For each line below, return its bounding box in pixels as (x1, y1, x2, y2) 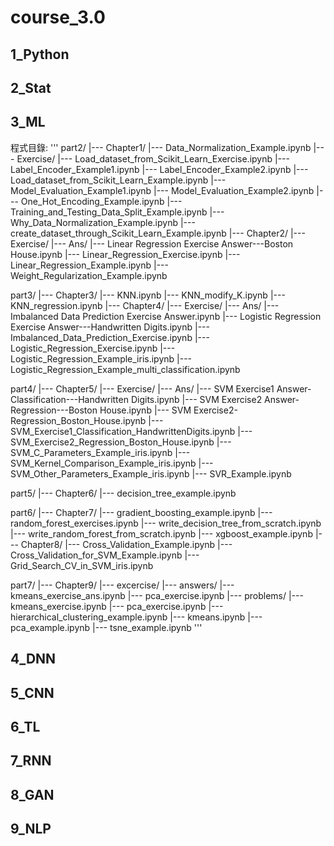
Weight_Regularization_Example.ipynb (10, 269, 168, 281)
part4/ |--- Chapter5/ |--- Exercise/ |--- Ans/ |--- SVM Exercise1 (10, 382, 275, 395)
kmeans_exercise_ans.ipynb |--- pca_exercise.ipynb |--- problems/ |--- (10, 589, 304, 601)
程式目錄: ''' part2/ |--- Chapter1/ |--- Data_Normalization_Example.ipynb (10, 141, 312, 153)
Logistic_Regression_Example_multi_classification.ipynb (10, 363, 241, 375)
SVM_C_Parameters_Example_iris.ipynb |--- (10, 446, 191, 458)
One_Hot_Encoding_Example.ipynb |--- (20, 195, 183, 207)
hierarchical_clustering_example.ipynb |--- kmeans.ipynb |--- (10, 611, 263, 623)
